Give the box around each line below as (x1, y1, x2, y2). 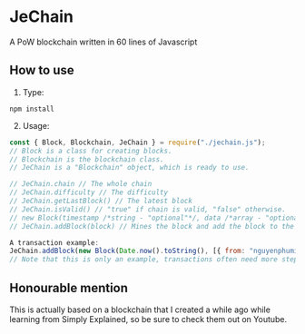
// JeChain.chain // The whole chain (9, 180, 152, 189)
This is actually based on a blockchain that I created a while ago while (9, 304, 271, 315)
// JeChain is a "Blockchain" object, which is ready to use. (9, 163, 250, 172)
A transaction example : (9, 238, 100, 247)
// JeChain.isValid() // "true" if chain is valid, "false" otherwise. (9, 204, 286, 214)
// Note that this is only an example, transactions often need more (9, 255, 279, 264)
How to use (9, 63, 74, 78)
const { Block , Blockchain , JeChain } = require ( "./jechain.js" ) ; (9, 138, 266, 147)
